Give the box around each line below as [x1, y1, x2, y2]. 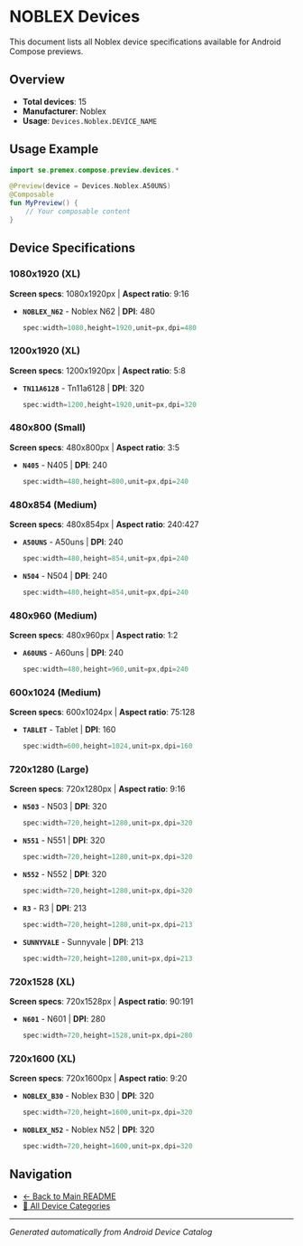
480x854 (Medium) [9, 498, 97, 511]
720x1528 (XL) [9, 975, 76, 987]
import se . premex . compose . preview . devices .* [9, 165, 179, 175]
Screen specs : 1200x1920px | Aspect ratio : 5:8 [9, 364, 187, 376]
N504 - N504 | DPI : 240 [22, 570, 108, 581]
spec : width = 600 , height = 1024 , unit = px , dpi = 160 [22, 741, 193, 751]
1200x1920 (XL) [9, 345, 81, 357]
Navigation [9, 1166, 72, 1182]
